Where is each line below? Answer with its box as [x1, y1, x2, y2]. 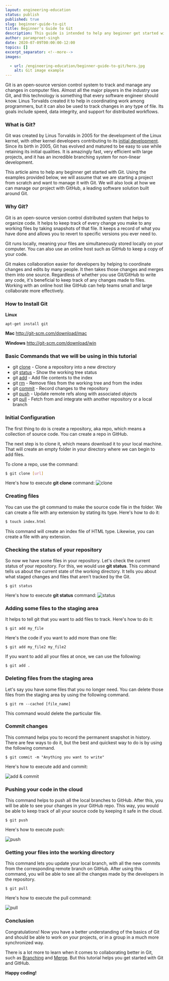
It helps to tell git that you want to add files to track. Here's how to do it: [5, 616, 153, 622]
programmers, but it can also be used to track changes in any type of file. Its [5, 103, 164, 109]
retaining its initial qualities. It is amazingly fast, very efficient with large [5, 149, 153, 155]
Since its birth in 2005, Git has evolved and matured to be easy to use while [5, 143, 162, 149]
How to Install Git [5, 300, 48, 307]
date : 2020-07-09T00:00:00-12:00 [5, 40, 75, 45]
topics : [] [5, 45, 28, 50]
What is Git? [5, 121, 36, 128]
